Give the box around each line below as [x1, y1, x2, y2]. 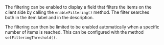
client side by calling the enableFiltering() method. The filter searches [5, 9, 149, 15]
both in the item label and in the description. [5, 15, 94, 20]
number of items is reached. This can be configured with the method [5, 29, 144, 35]
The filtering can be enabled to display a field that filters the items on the [5, 4, 152, 10]
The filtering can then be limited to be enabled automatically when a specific [5, 24, 160, 30]
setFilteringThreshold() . [5, 34, 57, 40]
